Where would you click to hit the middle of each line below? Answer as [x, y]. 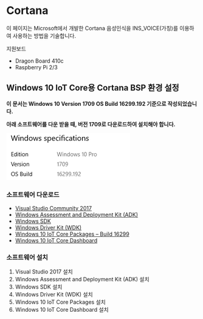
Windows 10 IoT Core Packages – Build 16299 [72, 234]
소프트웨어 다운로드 [33, 194]
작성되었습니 [182, 103]
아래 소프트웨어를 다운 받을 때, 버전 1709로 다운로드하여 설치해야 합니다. [91, 124]
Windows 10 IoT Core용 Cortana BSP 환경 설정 [93, 88]
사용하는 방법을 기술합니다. [44, 36]
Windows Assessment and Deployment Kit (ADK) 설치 [82, 280]
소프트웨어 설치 [27, 257]
